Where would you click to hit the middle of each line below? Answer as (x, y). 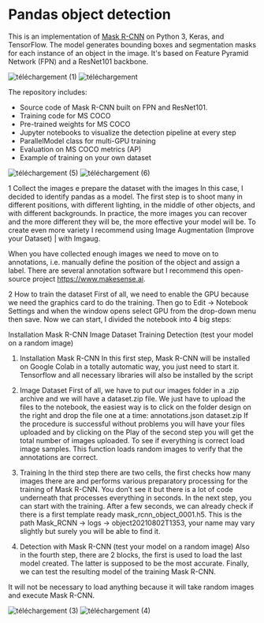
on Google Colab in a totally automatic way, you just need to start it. (129, 366)
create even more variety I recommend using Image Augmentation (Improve (131, 229)
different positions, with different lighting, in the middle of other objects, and (132, 205)
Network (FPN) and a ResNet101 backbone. (78, 62)
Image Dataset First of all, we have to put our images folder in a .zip (129, 390)
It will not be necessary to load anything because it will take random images (131, 587)
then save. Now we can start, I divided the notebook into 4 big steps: (120, 319)
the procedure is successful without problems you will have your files (132, 423)
